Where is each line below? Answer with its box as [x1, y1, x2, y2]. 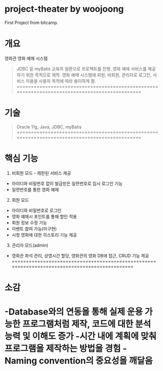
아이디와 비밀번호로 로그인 [11, 207, 62, 213]
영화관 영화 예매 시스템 [4, 55, 48, 61]
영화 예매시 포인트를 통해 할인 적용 [11, 213, 77, 219]
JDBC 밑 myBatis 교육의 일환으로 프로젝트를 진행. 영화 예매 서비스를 [16, 66, 147, 71]
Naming [4, 355, 37, 367]
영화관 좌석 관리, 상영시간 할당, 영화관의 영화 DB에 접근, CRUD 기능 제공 [11, 253, 149, 258]
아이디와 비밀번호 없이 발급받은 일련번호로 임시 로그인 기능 [11, 180, 123, 186]
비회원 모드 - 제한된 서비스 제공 [11, 170, 71, 176]
